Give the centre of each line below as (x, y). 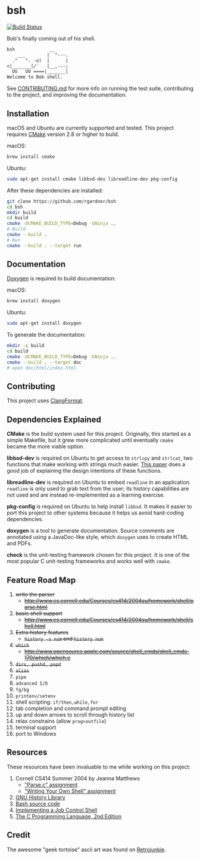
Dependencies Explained (54, 419)
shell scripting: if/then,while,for (57, 702)
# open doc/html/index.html (42, 368)
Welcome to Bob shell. (35, 77)
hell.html (35, 626)
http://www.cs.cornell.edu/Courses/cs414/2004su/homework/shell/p (109, 601)
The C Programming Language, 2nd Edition (68, 816)
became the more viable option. (46, 446)
